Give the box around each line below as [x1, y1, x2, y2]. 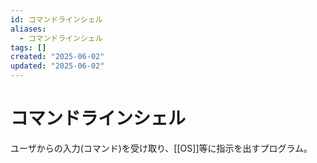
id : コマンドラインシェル [10, 14, 103, 25]
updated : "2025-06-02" [10, 61, 105, 71]
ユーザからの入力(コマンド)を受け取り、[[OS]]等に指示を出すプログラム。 [10, 142, 313, 154]
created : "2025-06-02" [10, 52, 105, 62]
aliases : [10, 24, 47, 34]
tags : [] [10, 42, 47, 53]
